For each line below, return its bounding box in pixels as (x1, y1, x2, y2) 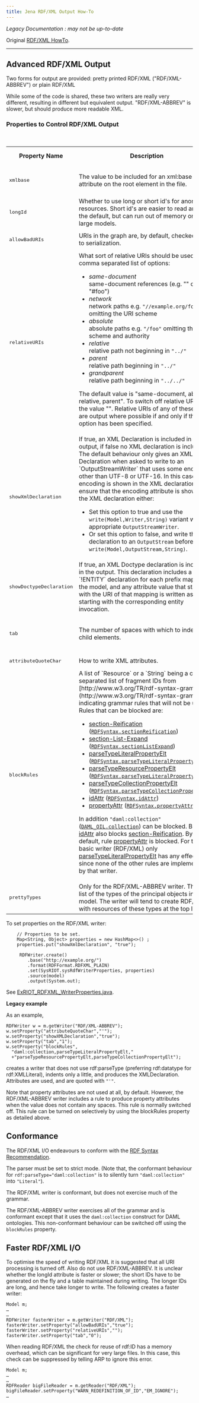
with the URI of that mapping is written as (79, 590, 194, 598)
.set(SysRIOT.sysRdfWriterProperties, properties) (27, 968, 155, 974)
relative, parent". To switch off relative (79, 397, 185, 405)
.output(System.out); (27, 978, 81, 984)
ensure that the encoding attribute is (79, 486, 180, 495)
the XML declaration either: (79, 494, 155, 503)
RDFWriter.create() (19, 952, 68, 958)
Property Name (18, 151, 63, 160)
